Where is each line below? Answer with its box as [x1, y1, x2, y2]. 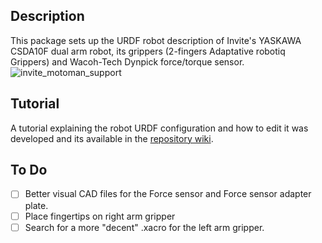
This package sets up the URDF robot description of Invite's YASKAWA [10, 34, 302, 46]
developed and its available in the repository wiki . [10, 132, 214, 144]
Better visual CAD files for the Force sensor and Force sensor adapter [24, 188, 312, 200]
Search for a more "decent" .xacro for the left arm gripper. [24, 221, 265, 233]
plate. [24, 199, 49, 211]
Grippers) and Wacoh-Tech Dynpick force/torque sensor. [10, 55, 245, 68]
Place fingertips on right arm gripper [24, 210, 176, 222]
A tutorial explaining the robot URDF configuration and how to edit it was [10, 122, 309, 134]
